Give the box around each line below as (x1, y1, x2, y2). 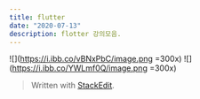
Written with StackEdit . (30, 80, 116, 91)
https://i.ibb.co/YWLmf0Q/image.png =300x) (12, 63, 177, 73)
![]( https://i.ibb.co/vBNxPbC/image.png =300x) (9, 54, 182, 65)
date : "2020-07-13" (9, 21, 82, 30)
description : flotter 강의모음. (9, 29, 122, 38)
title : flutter (9, 12, 66, 22)
